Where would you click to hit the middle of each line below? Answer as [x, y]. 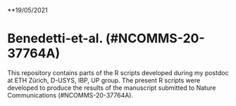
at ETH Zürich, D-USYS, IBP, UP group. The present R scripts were [104, 80]
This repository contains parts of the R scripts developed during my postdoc [118, 72]
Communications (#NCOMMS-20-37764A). [70, 95]
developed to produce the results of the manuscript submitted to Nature [112, 88]
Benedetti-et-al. [55, 39]
